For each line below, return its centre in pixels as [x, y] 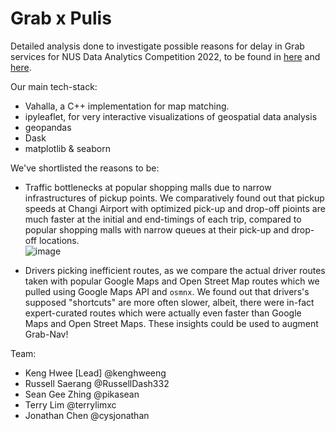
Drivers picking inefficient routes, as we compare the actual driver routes [175, 270]
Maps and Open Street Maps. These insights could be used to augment [171, 323]
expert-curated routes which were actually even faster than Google [163, 313]
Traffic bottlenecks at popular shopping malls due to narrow [148, 187]
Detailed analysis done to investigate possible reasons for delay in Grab [157, 46]
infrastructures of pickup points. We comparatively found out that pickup [174, 198]
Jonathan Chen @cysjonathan [87, 415]
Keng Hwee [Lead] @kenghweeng [95, 373]
